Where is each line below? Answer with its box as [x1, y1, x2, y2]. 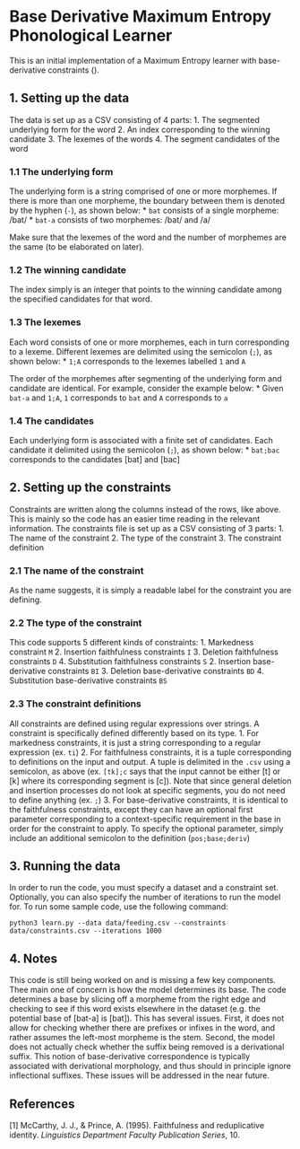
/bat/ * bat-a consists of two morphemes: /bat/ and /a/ [9, 215, 211, 225]
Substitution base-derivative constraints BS [9, 675, 167, 686]
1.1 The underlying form [9, 165, 114, 178]
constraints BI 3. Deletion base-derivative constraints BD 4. [47, 666, 264, 677]
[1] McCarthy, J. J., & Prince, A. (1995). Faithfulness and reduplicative [9, 1120, 265, 1131]
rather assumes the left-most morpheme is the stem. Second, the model [9, 1032, 276, 1043]
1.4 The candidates [9, 415, 94, 427]
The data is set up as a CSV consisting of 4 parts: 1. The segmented [9, 114, 260, 125]
